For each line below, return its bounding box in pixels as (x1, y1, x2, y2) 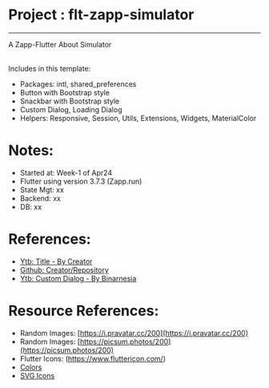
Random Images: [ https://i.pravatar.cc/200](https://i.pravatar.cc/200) (19, 328, 249, 337)
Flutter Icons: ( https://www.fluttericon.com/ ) (19, 354, 167, 363)
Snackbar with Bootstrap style (19, 96, 120, 106)
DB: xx (19, 202, 42, 212)
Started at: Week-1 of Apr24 (19, 168, 113, 177)
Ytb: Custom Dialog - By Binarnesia (19, 273, 137, 283)
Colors (19, 362, 42, 372)
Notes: (8, 142, 54, 160)
